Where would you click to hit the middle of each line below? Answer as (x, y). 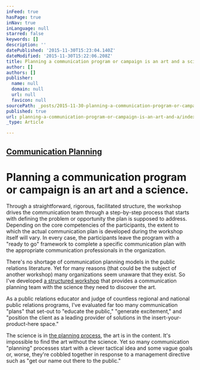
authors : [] (21, 73)
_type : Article (25, 123)
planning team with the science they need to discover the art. (81, 287)
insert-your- (166, 318)
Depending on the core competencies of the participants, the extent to (93, 225)
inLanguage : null (28, 28)
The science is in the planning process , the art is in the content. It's (88, 335)
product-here (23, 324)
